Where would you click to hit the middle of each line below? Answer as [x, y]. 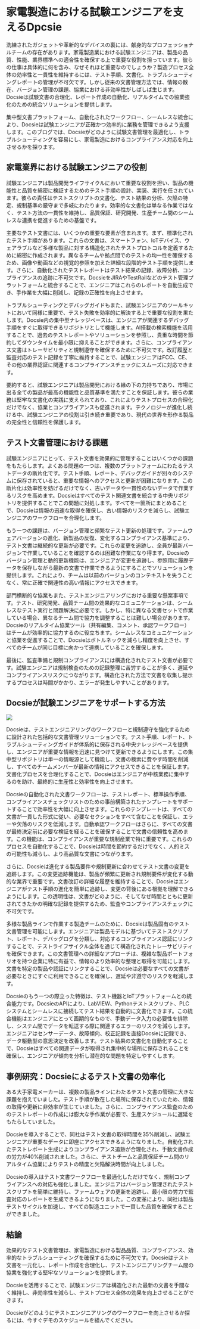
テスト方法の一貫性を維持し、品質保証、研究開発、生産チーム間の [97, 213]
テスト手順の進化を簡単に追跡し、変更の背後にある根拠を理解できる [110, 889]
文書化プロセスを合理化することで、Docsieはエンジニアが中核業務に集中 [95, 774]
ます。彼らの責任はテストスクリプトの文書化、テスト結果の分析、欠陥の [95, 198]
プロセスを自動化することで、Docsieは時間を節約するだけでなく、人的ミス [98, 846]
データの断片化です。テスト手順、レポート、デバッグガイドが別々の [94, 473]
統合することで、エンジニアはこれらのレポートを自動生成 [118, 285]
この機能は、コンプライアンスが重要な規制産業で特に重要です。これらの [104, 839]
